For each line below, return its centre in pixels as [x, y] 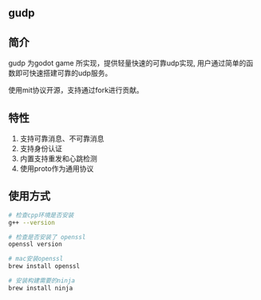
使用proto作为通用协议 [57, 169]
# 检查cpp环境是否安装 [41, 215]
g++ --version [32, 222]
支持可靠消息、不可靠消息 [62, 138]
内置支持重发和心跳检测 [58, 158]
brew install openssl [44, 266]
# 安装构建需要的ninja [42, 281]
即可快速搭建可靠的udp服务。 [63, 73]
